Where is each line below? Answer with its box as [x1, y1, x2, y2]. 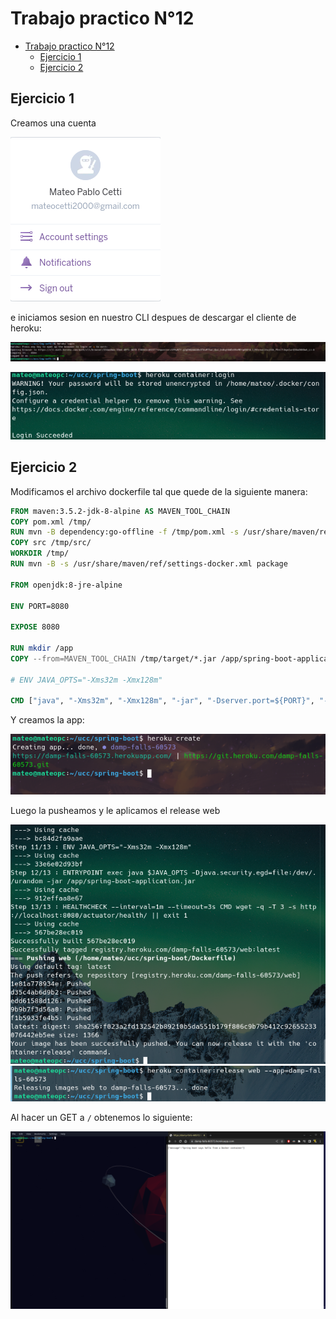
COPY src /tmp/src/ [10, 538, 92, 548]
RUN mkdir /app [10, 643, 74, 654]
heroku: [10, 322, 42, 334]
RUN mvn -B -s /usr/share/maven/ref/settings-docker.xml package [10, 559, 288, 569]
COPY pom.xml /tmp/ [10, 517, 92, 527]
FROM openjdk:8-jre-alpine [10, 580, 123, 590]
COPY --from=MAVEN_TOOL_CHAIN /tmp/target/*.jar [10, 653, 217, 664]
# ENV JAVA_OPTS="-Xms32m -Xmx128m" [10, 675, 163, 685]
